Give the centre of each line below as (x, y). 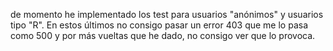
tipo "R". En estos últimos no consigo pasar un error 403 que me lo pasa (159, 25)
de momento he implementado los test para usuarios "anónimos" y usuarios (167, 14)
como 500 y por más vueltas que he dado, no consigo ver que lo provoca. (163, 35)
